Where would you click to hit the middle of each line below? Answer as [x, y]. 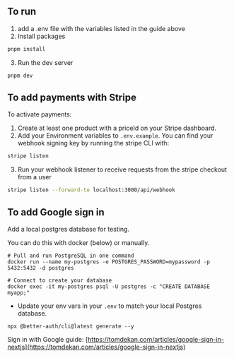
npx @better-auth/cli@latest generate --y [71, 326]
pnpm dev [20, 76]
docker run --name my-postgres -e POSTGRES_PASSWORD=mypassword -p [109, 262]
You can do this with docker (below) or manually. [78, 242]
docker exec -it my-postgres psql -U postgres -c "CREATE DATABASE [109, 286]
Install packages [41, 36]
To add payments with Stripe [72, 97]
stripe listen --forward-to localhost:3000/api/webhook [91, 190]
